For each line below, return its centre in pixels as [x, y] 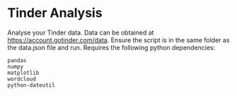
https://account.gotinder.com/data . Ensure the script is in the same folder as [118, 40]
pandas [17, 60]
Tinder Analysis [55, 13]
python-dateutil [31, 85]
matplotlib [23, 73]
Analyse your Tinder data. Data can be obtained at [81, 32]
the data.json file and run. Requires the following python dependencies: [111, 47]
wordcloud [22, 79]
